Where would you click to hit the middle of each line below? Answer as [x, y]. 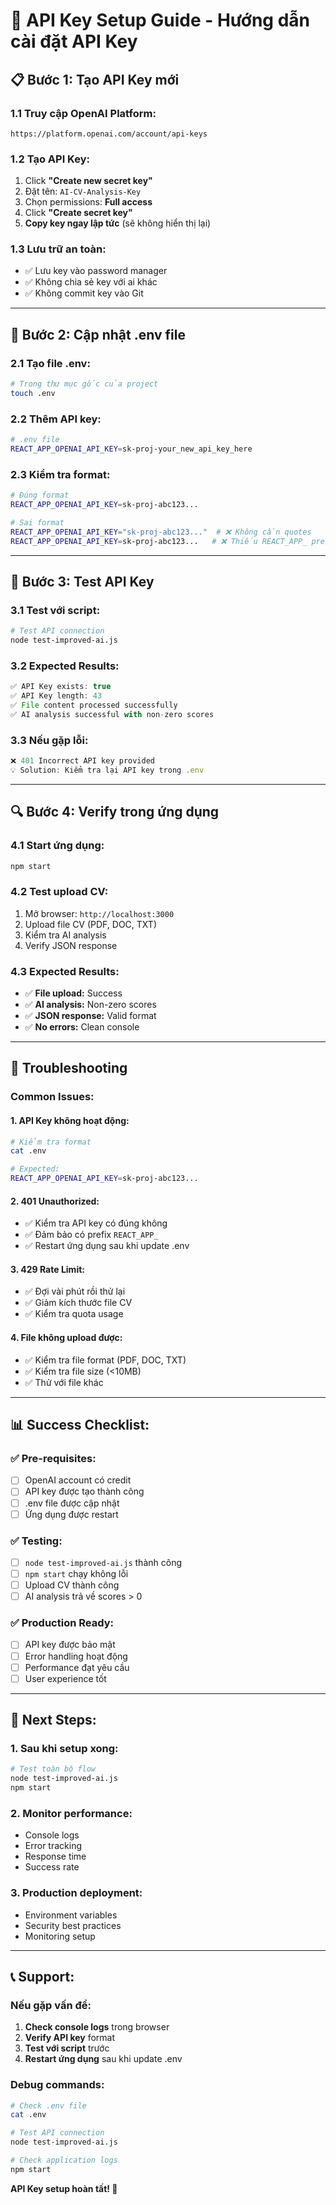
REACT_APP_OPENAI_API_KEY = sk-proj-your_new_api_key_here [131, 449]
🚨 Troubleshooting [69, 1068]
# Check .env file [48, 2105]
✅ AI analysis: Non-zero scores [90, 1005]
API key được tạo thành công [84, 1491]
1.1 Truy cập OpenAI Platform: [83, 113]
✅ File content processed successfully [94, 705]
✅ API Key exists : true [61, 687]
